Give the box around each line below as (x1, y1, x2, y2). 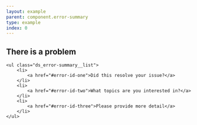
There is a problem (6, 46, 77, 56)
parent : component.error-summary (6, 14, 88, 20)
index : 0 (6, 25, 28, 31)
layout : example (6, 8, 46, 15)
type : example (6, 19, 41, 25)
